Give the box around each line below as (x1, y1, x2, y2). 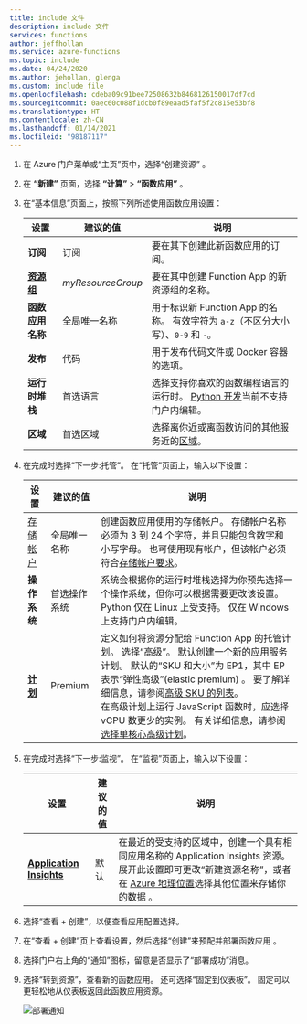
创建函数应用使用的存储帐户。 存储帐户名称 (100, 515, 287, 528)
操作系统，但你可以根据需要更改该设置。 (109, 587, 284, 600)
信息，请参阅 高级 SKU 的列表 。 (109, 687, 244, 699)
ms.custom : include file (9, 81, 104, 91)
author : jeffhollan (9, 38, 84, 48)
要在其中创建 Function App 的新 (151, 270, 288, 283)
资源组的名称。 (151, 283, 217, 296)
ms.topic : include (9, 56, 79, 65)
